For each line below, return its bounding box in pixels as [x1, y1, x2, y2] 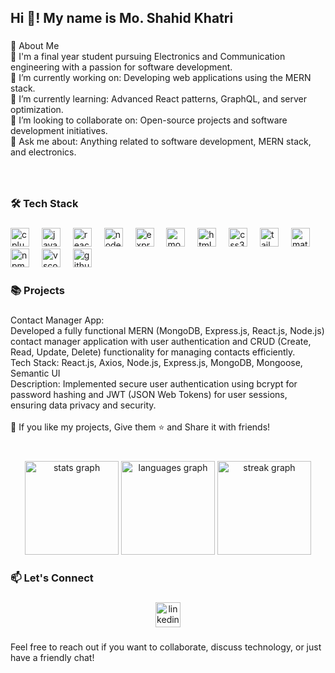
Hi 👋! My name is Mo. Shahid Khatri [10, 10, 234, 27]
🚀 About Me [10, 40, 60, 52]
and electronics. [10, 146, 77, 158]
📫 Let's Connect [10, 571, 94, 585]
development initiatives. [10, 125, 108, 137]
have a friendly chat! [10, 651, 95, 663]
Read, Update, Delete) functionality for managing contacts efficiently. [10, 346, 296, 358]
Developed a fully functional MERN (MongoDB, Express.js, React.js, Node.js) [10, 324, 325, 336]
